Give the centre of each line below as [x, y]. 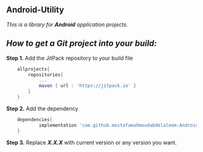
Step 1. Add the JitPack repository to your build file [69, 58]
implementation [58, 125]
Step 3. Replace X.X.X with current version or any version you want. [92, 142]
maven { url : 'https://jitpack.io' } [87, 86]
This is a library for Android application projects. [67, 24]
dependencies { [35, 119]
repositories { [46, 75]
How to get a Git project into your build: [82, 44]
